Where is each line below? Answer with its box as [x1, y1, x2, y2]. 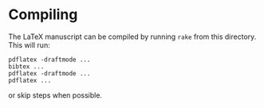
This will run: [8, 40, 50, 49]
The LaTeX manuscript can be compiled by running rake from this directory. [8, 32, 257, 41]
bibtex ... [8, 62, 45, 71]
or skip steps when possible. [8, 90, 102, 100]
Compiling [8, 6, 78, 24]
